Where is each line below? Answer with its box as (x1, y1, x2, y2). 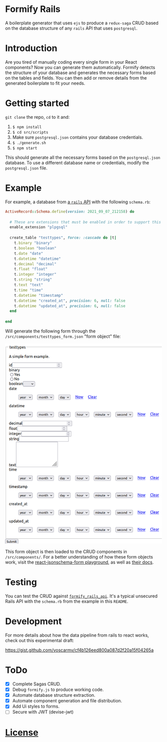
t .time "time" (14, 287, 43, 293)
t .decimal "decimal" (14, 261, 57, 266)
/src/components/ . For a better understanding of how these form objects (5, 554, 153, 560)
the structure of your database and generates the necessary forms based (5, 70, 156, 76)
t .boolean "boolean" (14, 246, 57, 250)
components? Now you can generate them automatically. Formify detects (5, 64, 156, 70)
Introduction (5, 43, 58, 54)
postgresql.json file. (5, 165, 48, 171)
